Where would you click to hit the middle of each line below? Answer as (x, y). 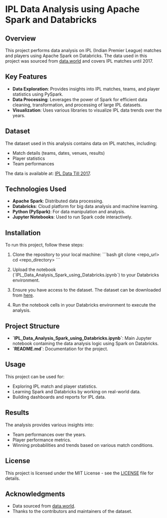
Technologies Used (36, 189)
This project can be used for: (35, 376)
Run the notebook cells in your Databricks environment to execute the (84, 305)
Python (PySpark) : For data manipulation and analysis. (69, 212)
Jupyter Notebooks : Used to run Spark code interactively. (72, 217)
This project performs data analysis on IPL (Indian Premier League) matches (83, 50)
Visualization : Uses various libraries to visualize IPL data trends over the (87, 110)
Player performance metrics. (42, 440)
